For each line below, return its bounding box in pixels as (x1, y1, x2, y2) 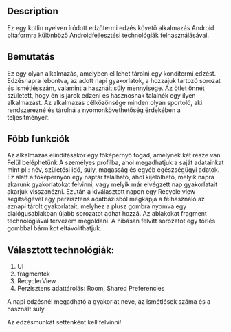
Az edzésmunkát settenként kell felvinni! (7, 318, 122, 327)
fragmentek (16, 269, 50, 278)
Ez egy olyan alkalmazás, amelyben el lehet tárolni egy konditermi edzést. (7, 69, 217, 78)
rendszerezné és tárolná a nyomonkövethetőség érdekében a (7, 106, 181, 114)
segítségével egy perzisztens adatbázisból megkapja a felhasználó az (7, 195, 205, 203)
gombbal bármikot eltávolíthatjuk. (7, 224, 102, 232)
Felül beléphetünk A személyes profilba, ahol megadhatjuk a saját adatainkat (7, 158, 224, 167)
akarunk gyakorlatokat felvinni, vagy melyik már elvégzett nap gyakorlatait (7, 180, 218, 188)
